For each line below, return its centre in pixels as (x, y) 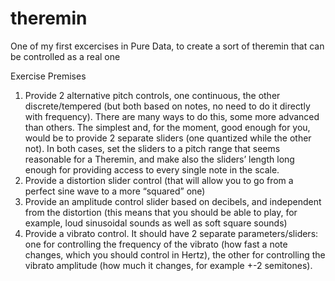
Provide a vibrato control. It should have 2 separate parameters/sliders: (171, 233)
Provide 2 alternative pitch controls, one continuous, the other (152, 95)
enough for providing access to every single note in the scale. (152, 169)
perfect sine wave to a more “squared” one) (115, 191)
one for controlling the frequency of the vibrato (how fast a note (156, 244)
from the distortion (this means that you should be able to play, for (161, 212)
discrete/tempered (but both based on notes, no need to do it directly (167, 106)
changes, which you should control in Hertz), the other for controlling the (175, 254)
